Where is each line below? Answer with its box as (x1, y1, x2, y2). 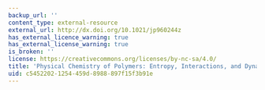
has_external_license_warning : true (8, 41, 129, 49)
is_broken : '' (8, 48, 55, 56)
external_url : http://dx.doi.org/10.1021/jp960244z (8, 26, 181, 34)
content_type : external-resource (8, 19, 118, 27)
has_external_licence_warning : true (8, 33, 129, 41)
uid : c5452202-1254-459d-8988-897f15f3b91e (8, 70, 154, 77)
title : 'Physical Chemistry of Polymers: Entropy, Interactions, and (8, 63, 242, 70)
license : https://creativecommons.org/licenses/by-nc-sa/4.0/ (8, 56, 217, 63)
